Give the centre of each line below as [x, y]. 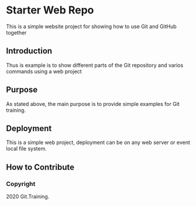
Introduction [29, 51]
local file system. [26, 149]
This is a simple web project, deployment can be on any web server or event [98, 143]
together [16, 32]
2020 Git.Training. [28, 197]
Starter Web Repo [50, 10]
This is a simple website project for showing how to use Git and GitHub [91, 26]
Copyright [21, 184]
